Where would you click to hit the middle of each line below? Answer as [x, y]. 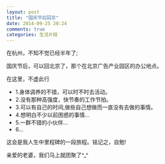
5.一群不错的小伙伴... [41, 122]
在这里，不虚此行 [28, 79]
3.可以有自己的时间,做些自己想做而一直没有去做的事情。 [86, 107]
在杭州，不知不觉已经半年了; [42, 53]
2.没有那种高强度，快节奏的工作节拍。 [63, 100]
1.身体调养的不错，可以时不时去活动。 [63, 92]
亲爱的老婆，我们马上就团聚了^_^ [48, 155]
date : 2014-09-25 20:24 [37, 23]
